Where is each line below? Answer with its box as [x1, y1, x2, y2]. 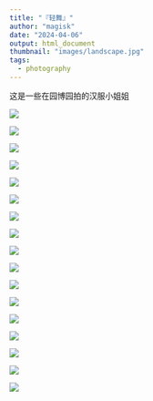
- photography [17, 65, 71, 74]
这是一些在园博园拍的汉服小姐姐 [9, 90, 129, 101]
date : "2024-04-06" [9, 30, 84, 39]
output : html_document [9, 38, 96, 48]
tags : [9, 56, 30, 65]
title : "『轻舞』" [9, 13, 75, 23]
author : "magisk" [9, 22, 76, 31]
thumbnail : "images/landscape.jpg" [9, 47, 145, 57]
